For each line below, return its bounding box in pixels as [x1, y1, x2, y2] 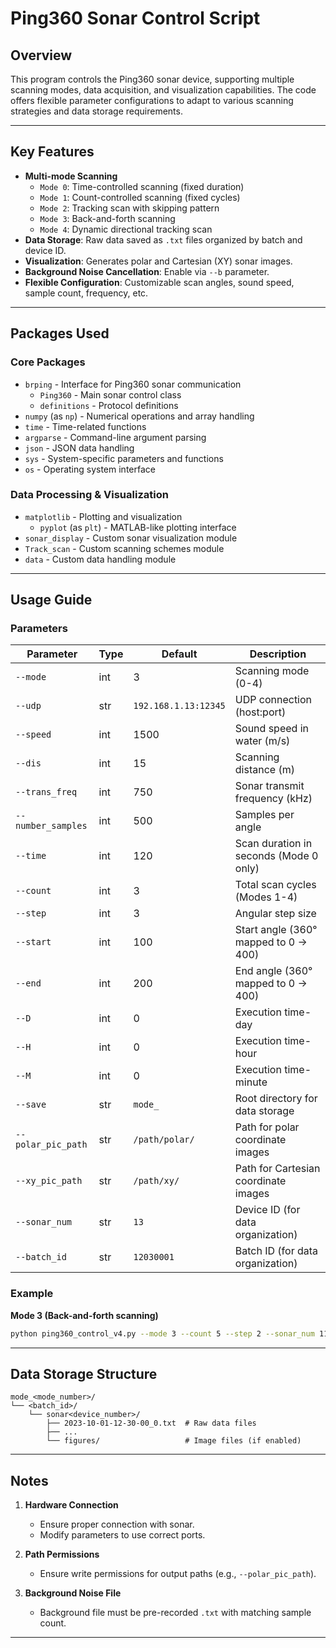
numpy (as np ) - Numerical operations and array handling [24, 410, 255, 422]
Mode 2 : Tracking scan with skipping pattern [39, 202, 220, 214]
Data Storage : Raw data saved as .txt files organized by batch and [24, 233, 303, 246]
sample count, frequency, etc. [24, 287, 149, 299]
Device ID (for [234, 1203, 301, 1217]
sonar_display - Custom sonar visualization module [24, 532, 238, 544]
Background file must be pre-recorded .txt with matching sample [39, 1607, 312, 1619]
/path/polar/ [133, 1134, 195, 1146]
